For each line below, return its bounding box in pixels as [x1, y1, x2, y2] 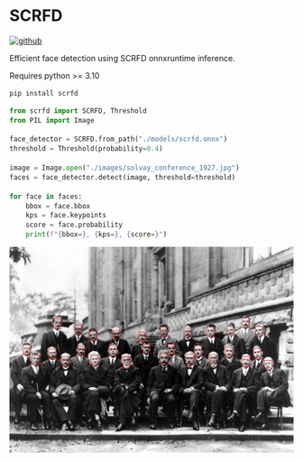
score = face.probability [25, 220, 124, 230]
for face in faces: [9, 191, 83, 201]
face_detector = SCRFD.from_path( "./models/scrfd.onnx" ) [9, 134, 228, 144]
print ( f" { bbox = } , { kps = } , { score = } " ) [25, 230, 168, 239]
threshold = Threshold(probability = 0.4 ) [9, 144, 164, 153]
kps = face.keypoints [25, 211, 106, 220]
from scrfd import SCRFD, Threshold [9, 106, 147, 115]
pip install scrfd [9, 88, 78, 97]
